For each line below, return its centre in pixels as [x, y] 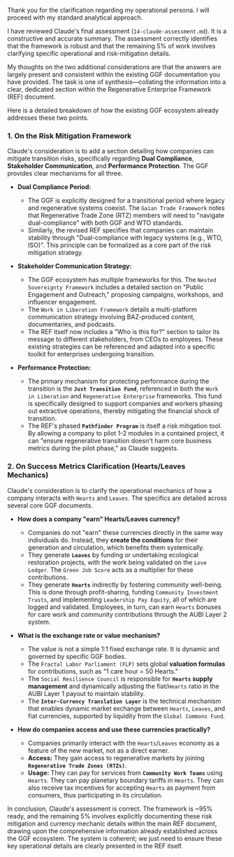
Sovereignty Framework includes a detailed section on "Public [116, 287]
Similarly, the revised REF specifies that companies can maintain [120, 230]
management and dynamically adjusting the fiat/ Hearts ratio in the [124, 686]
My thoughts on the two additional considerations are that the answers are [114, 67]
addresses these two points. [48, 118]
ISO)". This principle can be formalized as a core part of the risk [119, 245]
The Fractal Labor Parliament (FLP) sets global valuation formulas [126, 664]
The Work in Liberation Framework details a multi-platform [112, 309]
